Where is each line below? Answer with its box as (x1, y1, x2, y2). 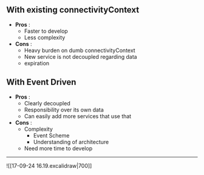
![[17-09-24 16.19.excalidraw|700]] (6, 162, 92, 169)
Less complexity (24, 33, 66, 41)
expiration (24, 59, 50, 67)
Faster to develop (24, 27, 68, 35)
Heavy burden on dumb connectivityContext (24, 47, 135, 54)
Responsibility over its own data (24, 106, 104, 113)
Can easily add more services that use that (24, 112, 132, 120)
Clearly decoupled (24, 99, 71, 107)
